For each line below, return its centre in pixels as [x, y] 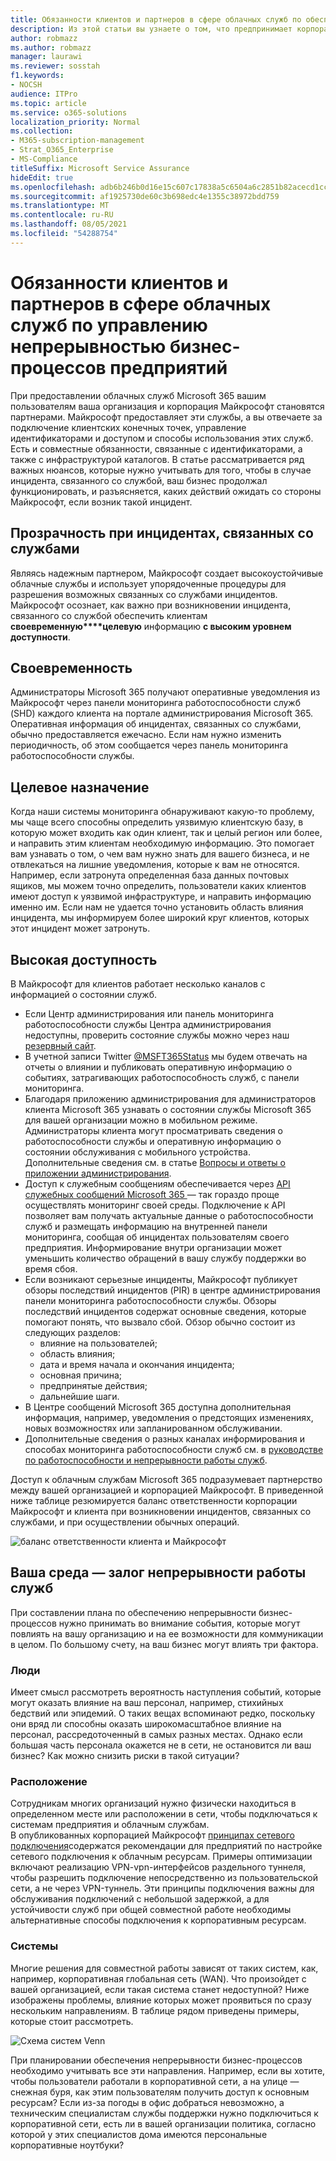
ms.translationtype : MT [60, 206]
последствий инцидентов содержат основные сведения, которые [165, 1311]
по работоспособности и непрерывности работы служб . [146, 1460]
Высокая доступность [84, 959]
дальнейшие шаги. [79, 1396]
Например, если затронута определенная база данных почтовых [150, 875]
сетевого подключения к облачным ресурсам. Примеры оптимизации [161, 1857]
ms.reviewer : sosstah [55, 66]
